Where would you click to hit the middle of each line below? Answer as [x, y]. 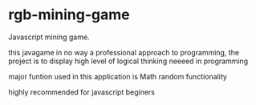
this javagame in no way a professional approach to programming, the [124, 52]
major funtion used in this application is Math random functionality [118, 76]
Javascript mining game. [49, 37]
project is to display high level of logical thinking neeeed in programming [128, 61]
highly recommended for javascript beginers [81, 92]
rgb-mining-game [69, 15]
